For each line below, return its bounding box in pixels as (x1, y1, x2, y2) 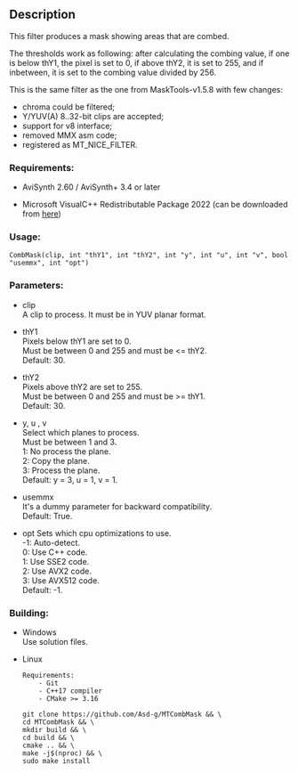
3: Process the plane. (21, 465, 101, 476)
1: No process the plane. (21, 445, 111, 457)
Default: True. (21, 510, 73, 521)
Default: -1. (21, 584, 63, 595)
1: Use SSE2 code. (21, 556, 90, 566)
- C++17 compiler (38, 687, 102, 696)
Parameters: (9, 280, 64, 292)
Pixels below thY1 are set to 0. (21, 336, 132, 346)
